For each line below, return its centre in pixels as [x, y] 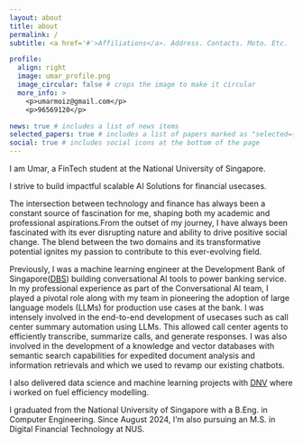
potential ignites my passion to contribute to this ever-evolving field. [136, 251]
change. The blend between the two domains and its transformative [135, 242]
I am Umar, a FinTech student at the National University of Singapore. [138, 169]
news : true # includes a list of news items [94, 126]
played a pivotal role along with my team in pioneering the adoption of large [150, 298]
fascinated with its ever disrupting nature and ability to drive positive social [148, 232]
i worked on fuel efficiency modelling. [79, 392]
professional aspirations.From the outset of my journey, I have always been [149, 223]
